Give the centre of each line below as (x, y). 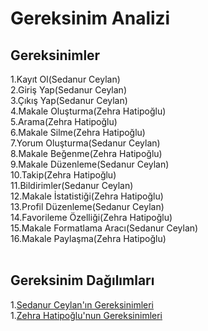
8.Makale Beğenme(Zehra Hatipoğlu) (86, 153)
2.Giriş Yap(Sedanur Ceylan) (68, 90)
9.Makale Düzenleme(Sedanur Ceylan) (90, 164)
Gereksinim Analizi (90, 18)
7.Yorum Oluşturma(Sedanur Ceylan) (85, 143)
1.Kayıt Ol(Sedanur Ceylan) (65, 79)
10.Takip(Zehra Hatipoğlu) (63, 175)
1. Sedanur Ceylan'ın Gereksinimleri (82, 304)
